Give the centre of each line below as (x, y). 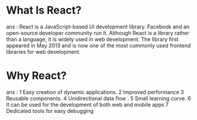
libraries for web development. (43, 51)
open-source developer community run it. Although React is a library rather (98, 33)
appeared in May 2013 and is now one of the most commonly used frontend (98, 46)
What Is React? (44, 10)
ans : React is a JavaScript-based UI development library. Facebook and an (98, 27)
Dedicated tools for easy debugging (50, 111)
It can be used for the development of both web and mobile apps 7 (87, 105)
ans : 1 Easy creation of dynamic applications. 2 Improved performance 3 (95, 92)
